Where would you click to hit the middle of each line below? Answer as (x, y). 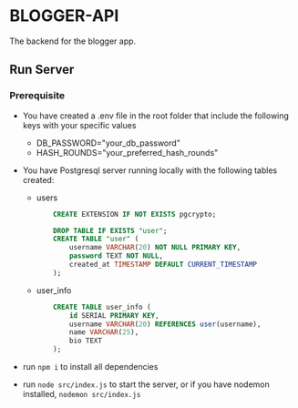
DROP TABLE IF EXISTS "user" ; (110, 230)
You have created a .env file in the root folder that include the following (156, 116)
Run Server (42, 70)
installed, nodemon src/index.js (82, 394)
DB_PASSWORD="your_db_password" (108, 143)
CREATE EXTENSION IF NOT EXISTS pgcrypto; (135, 214)
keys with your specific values (79, 125)
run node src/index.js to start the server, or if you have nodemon (146, 384)
